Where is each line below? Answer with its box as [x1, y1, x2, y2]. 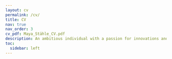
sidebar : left [10, 46, 40, 51]
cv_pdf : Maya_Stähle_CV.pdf [5, 31, 66, 36]
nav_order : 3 [5, 27, 33, 32]
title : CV [5, 17, 27, 22]
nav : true [5, 22, 27, 27]
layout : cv [5, 7, 29, 13]
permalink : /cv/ [5, 12, 40, 17]
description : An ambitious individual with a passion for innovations [5, 36, 159, 42]
